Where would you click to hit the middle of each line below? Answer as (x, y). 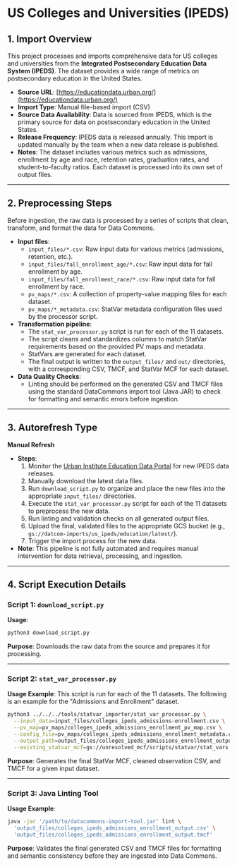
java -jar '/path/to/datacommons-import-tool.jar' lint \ (94, 822)
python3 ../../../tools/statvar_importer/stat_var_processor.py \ (107, 715)
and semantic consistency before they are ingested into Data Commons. (112, 856)
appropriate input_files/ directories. (82, 496)
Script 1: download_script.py (56, 605)
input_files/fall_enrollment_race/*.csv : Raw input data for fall (122, 279)
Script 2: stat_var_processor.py (62, 679)
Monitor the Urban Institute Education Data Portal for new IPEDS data (128, 466)
